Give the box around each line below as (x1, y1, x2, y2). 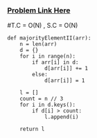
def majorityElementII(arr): (7, 35, 91, 42)
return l (19, 126, 45, 133)
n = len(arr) (19, 41, 58, 48)
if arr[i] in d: (32, 59, 79, 66)
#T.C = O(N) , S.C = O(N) (7, 21, 78, 30)
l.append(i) (44, 114, 79, 121)
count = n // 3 (19, 96, 64, 103)
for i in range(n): (19, 53, 76, 60)
